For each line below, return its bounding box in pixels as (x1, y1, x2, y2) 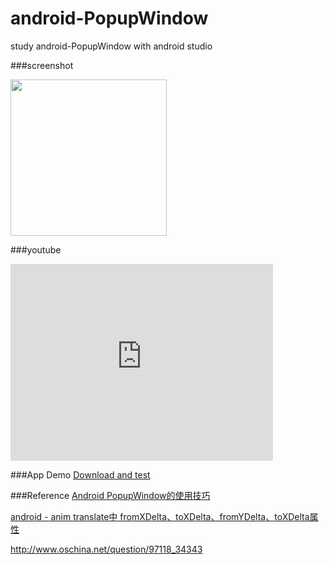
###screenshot (10, 59, 74, 71)
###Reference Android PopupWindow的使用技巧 (10, 489, 211, 501)
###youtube (10, 243, 62, 256)
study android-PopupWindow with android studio (10, 40, 213, 52)
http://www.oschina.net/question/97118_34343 (10, 543, 203, 555)
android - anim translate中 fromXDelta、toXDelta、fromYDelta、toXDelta (10, 510, 310, 522)
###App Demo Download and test (10, 468, 151, 481)
